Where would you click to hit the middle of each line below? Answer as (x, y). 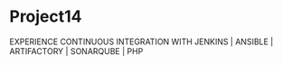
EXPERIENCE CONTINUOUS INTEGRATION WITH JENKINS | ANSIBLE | (141, 42)
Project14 (46, 17)
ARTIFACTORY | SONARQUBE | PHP (76, 51)
